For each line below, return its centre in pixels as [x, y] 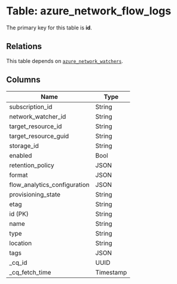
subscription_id [31, 107]
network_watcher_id [38, 116]
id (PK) [19, 214]
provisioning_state [35, 194]
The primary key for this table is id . [49, 28]
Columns [23, 80]
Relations [24, 46]
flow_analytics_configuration [49, 185]
